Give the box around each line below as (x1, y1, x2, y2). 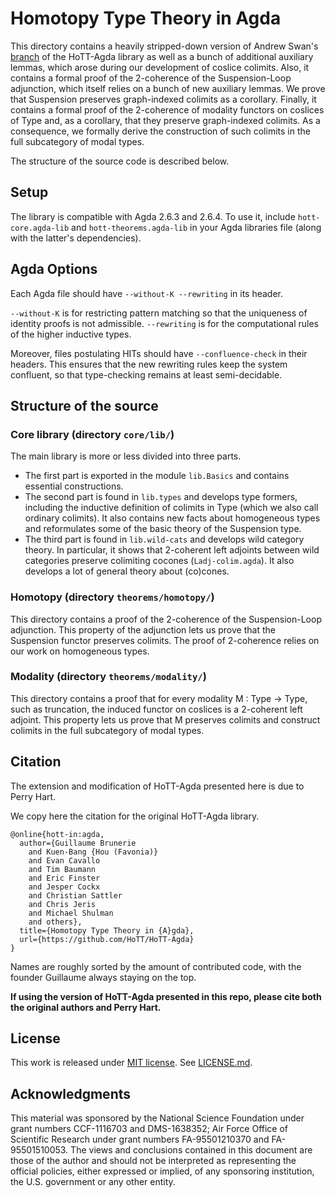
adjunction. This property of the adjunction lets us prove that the (10, 623, 276, 636)
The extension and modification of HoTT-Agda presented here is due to (10, 780, 305, 792)
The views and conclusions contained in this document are (70, 1144, 313, 1156)
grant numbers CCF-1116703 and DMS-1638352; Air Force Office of (10, 1123, 289, 1135)
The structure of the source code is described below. (10, 155, 230, 167)
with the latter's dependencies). (10, 232, 142, 244)
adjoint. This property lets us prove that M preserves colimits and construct (10, 713, 321, 726)
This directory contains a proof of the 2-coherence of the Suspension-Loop (10, 613, 322, 625)
